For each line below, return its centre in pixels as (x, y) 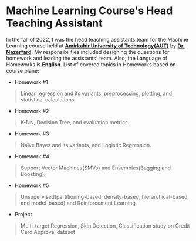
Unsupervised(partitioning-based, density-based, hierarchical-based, (105, 196)
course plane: (23, 70)
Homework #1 (31, 82)
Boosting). (33, 174)
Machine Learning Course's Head (89, 11)
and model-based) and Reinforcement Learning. (79, 203)
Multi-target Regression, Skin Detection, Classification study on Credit (105, 225)
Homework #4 (32, 156)
